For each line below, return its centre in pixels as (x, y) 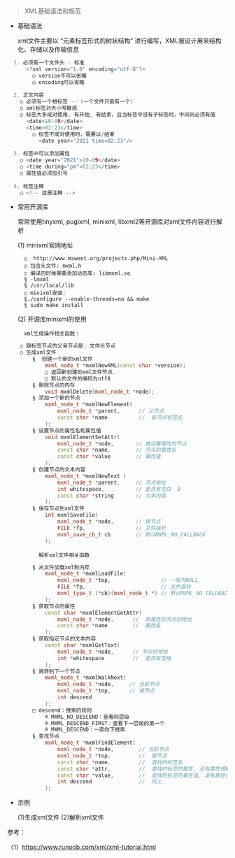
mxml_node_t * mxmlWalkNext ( (86, 678)
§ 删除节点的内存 (54, 385)
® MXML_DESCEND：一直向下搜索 (85, 730)
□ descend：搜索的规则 (62, 710)
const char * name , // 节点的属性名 (117, 450)
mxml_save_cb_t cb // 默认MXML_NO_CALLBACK (131, 534)
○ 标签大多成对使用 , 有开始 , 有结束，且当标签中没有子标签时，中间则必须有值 (117, 115)
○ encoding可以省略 (59, 82)
